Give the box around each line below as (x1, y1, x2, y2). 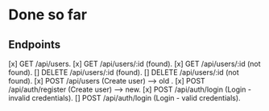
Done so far (8, 6, 87, 24)
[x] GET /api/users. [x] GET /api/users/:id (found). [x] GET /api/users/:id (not (8, 59, 261, 68)
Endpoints (8, 38, 61, 51)
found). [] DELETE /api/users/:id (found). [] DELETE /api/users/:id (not (8, 68, 239, 77)
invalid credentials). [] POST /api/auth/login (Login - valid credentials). (8, 93, 241, 102)
